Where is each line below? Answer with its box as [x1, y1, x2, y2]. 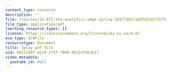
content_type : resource [5, 7, 56, 13]
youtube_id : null [10, 59, 47, 64]
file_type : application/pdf [5, 21, 65, 27]
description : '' [5, 12, 40, 17]
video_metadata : [5, 54, 40, 60]
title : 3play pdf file [5, 45, 53, 50]
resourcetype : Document [5, 41, 56, 46]
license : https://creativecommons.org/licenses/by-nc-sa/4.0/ [5, 31, 140, 36]
